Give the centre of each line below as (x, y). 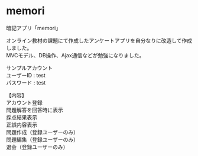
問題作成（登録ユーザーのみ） (42, 132)
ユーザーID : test (26, 75)
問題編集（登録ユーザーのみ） (42, 139)
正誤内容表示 (22, 125)
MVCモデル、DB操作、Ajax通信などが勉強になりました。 (75, 55)
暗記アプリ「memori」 (33, 28)
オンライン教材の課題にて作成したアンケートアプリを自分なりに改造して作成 (99, 40)
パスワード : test (26, 82)
